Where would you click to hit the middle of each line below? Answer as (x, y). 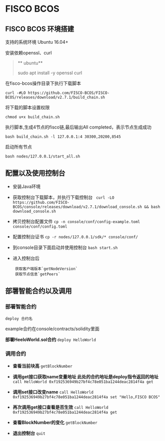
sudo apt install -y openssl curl (50, 73)
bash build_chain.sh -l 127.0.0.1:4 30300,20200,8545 (63, 137)
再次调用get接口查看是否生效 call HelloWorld (60, 407)
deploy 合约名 (19, 319)
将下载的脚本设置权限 (27, 107)
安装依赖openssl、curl (29, 53)
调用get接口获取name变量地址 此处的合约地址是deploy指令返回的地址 (85, 376)
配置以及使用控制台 (35, 173)
